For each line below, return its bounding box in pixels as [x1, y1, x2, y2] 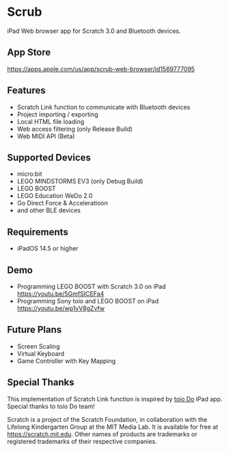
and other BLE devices [16, 206, 81, 214]
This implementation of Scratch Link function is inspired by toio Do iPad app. [7, 394, 223, 403]
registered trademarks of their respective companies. [7, 437, 157, 445]
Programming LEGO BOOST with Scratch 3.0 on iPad [16, 282, 166, 290]
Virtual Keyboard [16, 349, 65, 357]
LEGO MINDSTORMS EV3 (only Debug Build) [16, 177, 144, 186]
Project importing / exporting [16, 110, 98, 118]
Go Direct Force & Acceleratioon [16, 199, 108, 208]
